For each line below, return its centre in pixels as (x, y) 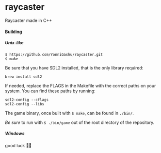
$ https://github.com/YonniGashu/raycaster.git (54, 54)
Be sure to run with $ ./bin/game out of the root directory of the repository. (80, 122)
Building (14, 32)
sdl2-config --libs (25, 104)
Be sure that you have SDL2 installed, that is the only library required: (74, 68)
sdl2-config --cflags (27, 100)
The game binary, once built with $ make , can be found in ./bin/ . (70, 113)
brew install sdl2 (24, 77)
